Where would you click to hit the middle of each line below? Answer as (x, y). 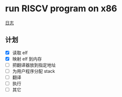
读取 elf (20, 53)
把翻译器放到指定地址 (34, 65)
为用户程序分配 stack (34, 71)
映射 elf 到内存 (27, 59)
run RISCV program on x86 (61, 9)
